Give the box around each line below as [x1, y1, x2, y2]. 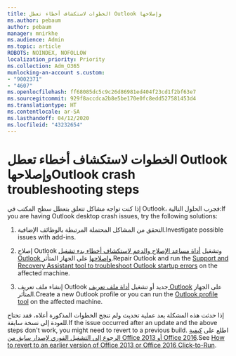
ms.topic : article [7, 43, 61, 50]
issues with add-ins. [17, 233, 76, 242]
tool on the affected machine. [17, 298, 103, 306]
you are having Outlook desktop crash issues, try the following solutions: [7, 212, 218, 220]
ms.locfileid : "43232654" [7, 121, 83, 128]
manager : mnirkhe [7, 29, 58, 37]
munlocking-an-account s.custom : [7, 69, 105, 76]
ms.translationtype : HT [7, 102, 77, 109]
